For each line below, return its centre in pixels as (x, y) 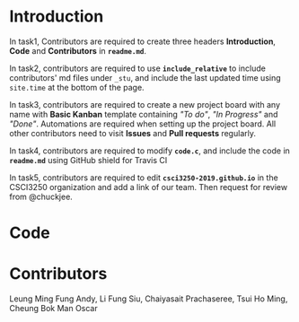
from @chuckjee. (41, 196)
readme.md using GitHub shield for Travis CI (88, 160)
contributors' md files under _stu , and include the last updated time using (145, 77)
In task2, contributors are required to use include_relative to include (138, 68)
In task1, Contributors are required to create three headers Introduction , (143, 41)
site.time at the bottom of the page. (77, 87)
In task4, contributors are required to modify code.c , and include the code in (149, 151)
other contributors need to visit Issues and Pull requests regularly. (132, 133)
